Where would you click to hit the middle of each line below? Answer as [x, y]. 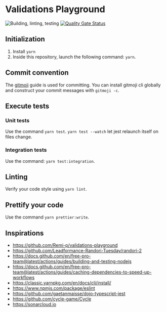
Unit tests [17, 120]
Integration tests [26, 150]
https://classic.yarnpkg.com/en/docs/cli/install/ [62, 283]
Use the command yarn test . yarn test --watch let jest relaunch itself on [82, 131]
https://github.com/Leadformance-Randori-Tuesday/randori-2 [77, 250]
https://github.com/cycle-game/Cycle [52, 299]
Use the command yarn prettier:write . [47, 217]
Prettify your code [34, 205]
